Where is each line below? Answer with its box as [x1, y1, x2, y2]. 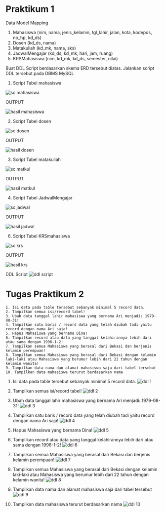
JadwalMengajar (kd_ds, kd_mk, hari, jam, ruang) [12, 50, 113, 56]
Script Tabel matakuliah [12, 157, 61, 162]
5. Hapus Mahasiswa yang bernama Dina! [5, 331, 88, 336]
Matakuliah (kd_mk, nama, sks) [12, 45, 76, 51]
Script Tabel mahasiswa [12, 80, 62, 86]
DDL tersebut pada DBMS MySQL [5, 70, 74, 76]
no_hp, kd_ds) [12, 35, 41, 40]
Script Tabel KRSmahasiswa [12, 233, 70, 239]
